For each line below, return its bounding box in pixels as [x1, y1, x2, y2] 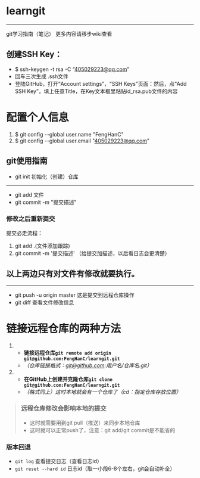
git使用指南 [6, 156, 48, 166]
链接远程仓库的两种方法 [6, 322, 121, 335]
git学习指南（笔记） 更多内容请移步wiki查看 [6, 30, 112, 37]
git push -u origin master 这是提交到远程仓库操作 [14, 291, 135, 299]
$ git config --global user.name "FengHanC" [14, 131, 124, 138]
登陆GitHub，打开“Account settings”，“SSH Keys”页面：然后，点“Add [14, 80, 187, 87]
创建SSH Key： [6, 49, 62, 60]
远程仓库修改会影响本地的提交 [20, 404, 107, 412]
